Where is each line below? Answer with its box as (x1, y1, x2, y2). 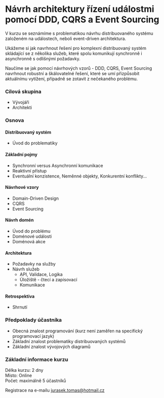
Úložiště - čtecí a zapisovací (19, 277, 78, 283)
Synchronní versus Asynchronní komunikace (12, 162, 103, 169)
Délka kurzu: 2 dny (5, 367, 43, 373)
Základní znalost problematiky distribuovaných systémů (12, 338, 126, 344)
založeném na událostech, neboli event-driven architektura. (5, 36, 126, 42)
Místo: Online (5, 372, 32, 378)
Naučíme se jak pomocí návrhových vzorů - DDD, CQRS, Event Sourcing (5, 65, 152, 71)
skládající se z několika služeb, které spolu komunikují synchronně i (5, 50, 142, 56)
